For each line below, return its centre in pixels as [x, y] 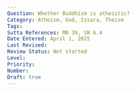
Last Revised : [27, 45]
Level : [16, 58]
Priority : [21, 64]
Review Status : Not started [47, 52]
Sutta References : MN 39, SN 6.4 [55, 32]
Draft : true [24, 77]
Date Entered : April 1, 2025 [49, 39]
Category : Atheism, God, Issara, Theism [66, 20]
